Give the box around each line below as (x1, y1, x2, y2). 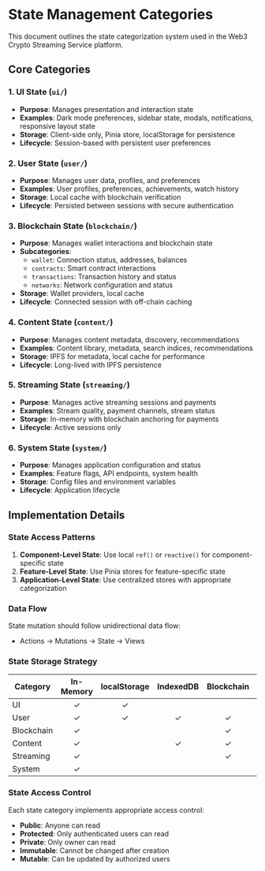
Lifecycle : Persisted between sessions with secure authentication (19, 200, 234, 210)
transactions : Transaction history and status (31, 272, 177, 282)
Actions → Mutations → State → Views (19, 637, 145, 646)
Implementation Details (8, 508, 125, 521)
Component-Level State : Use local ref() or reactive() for (19, 550, 211, 559)
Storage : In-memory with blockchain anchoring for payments (19, 414, 219, 424)
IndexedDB (157, 681, 200, 692)
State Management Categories (8, 6, 214, 24)
